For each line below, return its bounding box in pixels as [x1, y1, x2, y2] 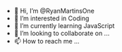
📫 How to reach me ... [13, 37, 80, 45]
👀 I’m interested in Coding [13, 14, 90, 22]
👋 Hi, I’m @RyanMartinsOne [13, 7, 95, 15]
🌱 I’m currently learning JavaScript [13, 22, 115, 30]
